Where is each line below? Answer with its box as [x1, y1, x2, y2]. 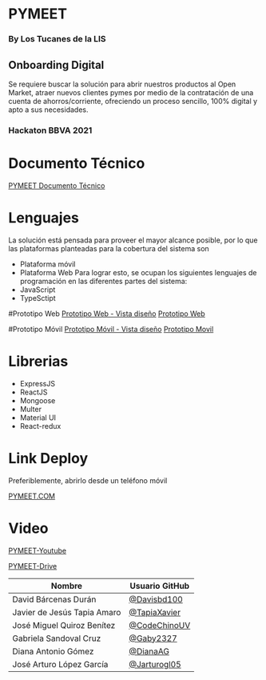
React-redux [19, 421, 62, 430]
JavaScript [19, 285, 56, 294]
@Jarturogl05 [129, 658, 181, 670]
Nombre [50, 580, 82, 591]
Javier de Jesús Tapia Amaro [12, 606, 121, 618]
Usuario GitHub [129, 580, 190, 591]
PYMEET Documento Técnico [8, 181, 105, 190]
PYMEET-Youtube [8, 546, 66, 555]
